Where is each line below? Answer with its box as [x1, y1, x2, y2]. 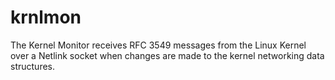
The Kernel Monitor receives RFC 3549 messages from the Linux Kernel [10, 39, 307, 51]
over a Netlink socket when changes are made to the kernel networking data [10, 49, 325, 61]
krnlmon [10, 6, 82, 29]
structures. [10, 60, 55, 72]
